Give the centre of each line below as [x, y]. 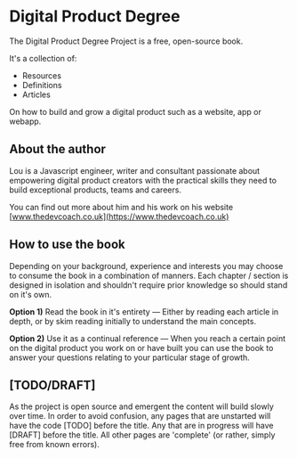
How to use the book [68, 245]
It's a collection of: [43, 58]
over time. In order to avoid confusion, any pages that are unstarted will [140, 416]
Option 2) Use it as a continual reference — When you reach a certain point [148, 338]
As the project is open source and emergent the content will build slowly [141, 406]
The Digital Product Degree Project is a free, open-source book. [126, 41]
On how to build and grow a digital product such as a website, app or [136, 111]
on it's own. [31, 294]
